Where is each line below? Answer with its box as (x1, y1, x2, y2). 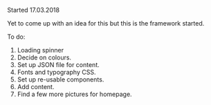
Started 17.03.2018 (7, 6, 60, 14)
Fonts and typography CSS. (17, 68, 96, 76)
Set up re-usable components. (17, 75, 104, 84)
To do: (7, 32, 26, 41)
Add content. (17, 83, 55, 90)
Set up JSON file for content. (17, 61, 100, 68)
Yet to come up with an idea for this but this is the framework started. (7, 19, 205, 27)
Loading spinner (17, 46, 64, 54)
